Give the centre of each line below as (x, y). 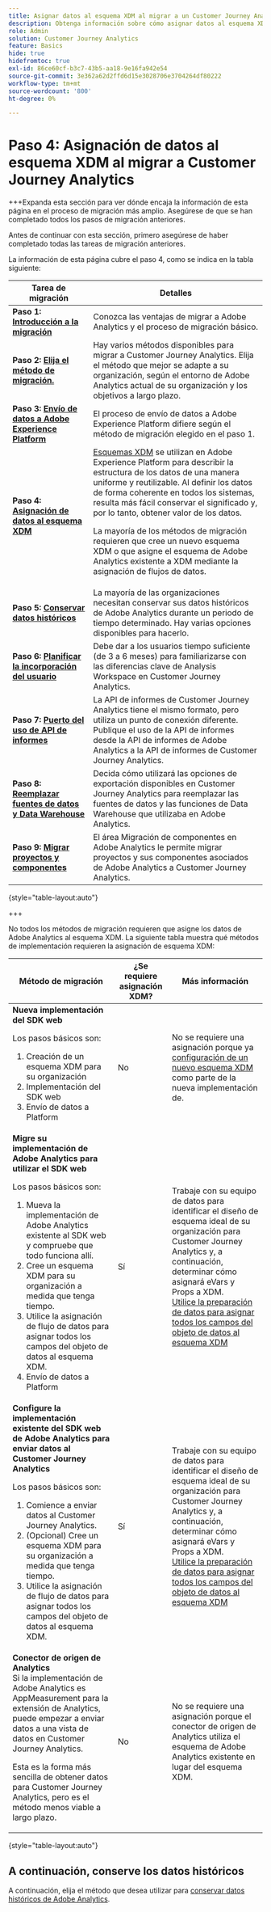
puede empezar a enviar (58, 1719)
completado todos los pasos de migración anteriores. (97, 220)
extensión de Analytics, (56, 1708)
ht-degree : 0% (32, 99)
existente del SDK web (57, 1429)
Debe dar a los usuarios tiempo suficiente (171, 646)
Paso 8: (27, 783)
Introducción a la (46, 322)
